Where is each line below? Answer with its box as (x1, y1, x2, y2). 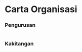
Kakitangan (5, 40, 34, 47)
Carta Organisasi (5, 4, 77, 15)
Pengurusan (5, 22, 36, 29)
